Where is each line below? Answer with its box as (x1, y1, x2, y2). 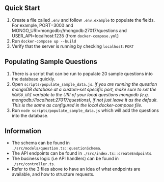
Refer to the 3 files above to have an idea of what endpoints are (11, 166, 140, 172)
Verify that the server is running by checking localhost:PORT (11, 43, 134, 49)
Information (4, 127, 42, 135)
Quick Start (4, 4, 40, 12)
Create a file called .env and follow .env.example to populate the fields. (11, 17, 155, 23)
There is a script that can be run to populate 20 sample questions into (11, 71, 153, 76)
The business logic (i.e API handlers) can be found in (11, 155, 119, 162)
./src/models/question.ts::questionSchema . (11, 145, 102, 151)
